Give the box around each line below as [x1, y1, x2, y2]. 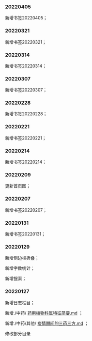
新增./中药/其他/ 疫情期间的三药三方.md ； [5, 320, 89, 326]
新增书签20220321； [5, 39, 47, 45]
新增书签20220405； [5, 15, 47, 21]
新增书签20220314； [5, 63, 47, 69]
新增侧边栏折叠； [5, 255, 39, 261]
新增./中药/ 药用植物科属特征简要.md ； [5, 310, 83, 316]
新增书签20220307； [5, 87, 47, 93]
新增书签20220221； [5, 135, 47, 141]
